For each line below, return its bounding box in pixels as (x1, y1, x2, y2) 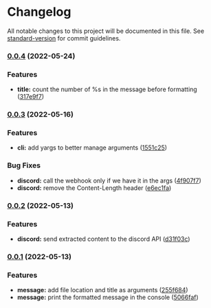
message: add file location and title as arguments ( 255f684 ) (16, 286, 188, 294)
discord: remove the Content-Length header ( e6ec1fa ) (16, 183, 172, 192)
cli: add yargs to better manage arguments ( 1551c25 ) (16, 143, 167, 152)
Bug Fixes (7, 161, 41, 170)
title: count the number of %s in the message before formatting (16, 85, 197, 93)
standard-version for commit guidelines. (7, 34, 121, 42)
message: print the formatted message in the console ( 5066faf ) (16, 293, 199, 302)
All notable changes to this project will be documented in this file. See (7, 27, 205, 35)
